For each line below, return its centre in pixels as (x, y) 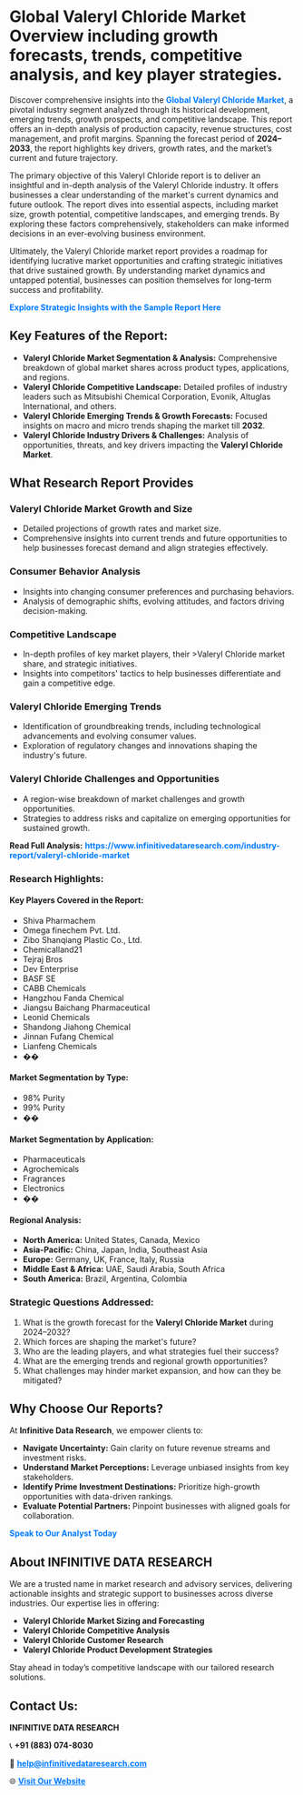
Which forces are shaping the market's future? (109, 1341)
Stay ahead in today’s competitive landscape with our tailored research (142, 1668)
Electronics (44, 1188)
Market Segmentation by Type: (69, 1078)
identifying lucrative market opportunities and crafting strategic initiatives (146, 260)
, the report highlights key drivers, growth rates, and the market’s (151, 148)
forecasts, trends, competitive (126, 55)
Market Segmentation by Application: (82, 1139)
